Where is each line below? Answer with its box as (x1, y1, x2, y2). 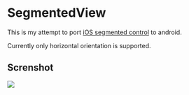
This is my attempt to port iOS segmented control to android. (7, 28, 182, 36)
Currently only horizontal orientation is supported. (7, 41, 152, 50)
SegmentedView (7, 5, 106, 21)
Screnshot (7, 61, 54, 74)
